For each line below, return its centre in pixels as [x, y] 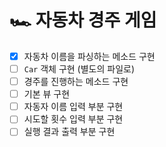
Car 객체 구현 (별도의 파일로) [79, 69]
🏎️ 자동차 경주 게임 [83, 20]
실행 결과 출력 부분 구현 [69, 132]
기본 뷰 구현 [47, 94]
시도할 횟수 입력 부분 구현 [73, 119]
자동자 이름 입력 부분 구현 [73, 107]
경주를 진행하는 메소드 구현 [76, 82]
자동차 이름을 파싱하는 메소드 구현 [89, 56]
